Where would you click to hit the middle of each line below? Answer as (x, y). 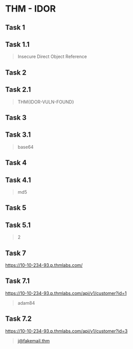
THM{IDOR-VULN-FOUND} (46, 102)
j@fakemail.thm (34, 340)
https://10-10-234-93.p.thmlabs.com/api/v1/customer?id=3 (66, 331)
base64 (25, 147)
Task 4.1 (18, 180)
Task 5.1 (18, 225)
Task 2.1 (18, 90)
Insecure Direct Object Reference (52, 56)
